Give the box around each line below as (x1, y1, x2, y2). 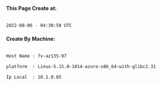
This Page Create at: (6, 5, 57, 12)
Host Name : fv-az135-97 (6, 53, 67, 59)
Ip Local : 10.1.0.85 (6, 75, 62, 80)
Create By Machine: (6, 35, 56, 42)
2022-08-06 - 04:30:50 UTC (6, 23, 72, 29)
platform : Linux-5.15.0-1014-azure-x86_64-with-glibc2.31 (6, 64, 157, 70)
